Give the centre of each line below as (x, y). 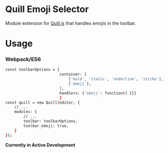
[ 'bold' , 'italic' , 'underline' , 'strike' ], (116, 79)
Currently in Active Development (40, 145)
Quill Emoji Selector (47, 9)
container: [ (73, 74)
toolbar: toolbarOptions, (51, 121)
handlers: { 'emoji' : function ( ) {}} (98, 93)
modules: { (26, 112)
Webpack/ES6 (23, 59)
